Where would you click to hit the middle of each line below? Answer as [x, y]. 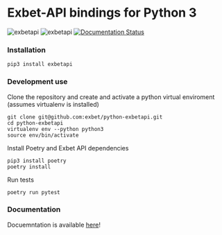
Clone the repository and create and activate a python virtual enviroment [111, 97]
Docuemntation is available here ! [54, 225]
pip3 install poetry [37, 161]
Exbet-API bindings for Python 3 [102, 13]
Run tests [21, 180]
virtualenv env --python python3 [55, 129]
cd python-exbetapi [35, 123]
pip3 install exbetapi [40, 64]
